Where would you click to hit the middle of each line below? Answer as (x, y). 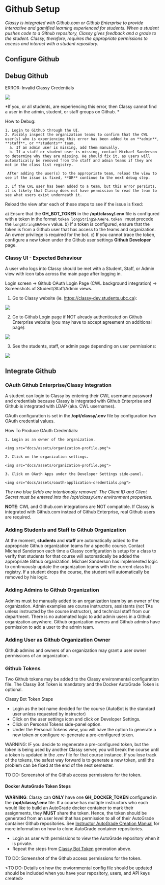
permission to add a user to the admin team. (50, 627)
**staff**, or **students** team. (41, 143)
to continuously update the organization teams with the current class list (78, 567)
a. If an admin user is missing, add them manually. (65, 148)
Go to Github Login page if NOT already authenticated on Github (77, 317)
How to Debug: (20, 121)
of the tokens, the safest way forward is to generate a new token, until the (80, 760)
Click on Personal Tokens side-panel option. (57, 724)
